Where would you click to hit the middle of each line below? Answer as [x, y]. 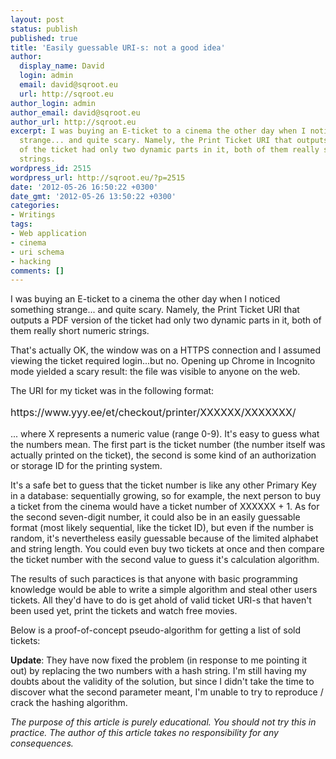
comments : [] [37, 271]
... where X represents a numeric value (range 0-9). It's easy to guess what [165, 434]
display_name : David [62, 66]
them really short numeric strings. [80, 331]
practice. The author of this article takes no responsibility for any [144, 733]
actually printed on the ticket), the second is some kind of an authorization [163, 455]
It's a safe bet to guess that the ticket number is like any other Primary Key [163, 485]
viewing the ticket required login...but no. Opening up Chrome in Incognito [163, 361]
